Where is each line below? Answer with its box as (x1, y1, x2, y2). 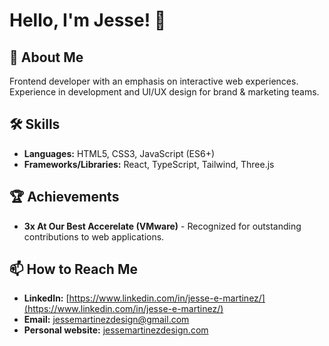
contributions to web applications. (23, 230, 165, 243)
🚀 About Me (9, 49, 84, 66)
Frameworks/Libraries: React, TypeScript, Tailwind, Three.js (23, 158, 275, 170)
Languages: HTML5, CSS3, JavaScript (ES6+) (23, 147, 216, 159)
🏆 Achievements (9, 189, 120, 206)
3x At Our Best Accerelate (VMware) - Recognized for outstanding (23, 220, 302, 232)
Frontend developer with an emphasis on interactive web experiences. (9, 75, 299, 87)
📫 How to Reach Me (9, 261, 138, 278)
